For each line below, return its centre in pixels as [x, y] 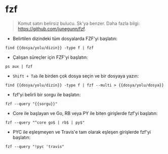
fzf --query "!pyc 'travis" [35, 146]
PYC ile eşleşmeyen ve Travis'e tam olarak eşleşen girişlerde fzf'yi [81, 132]
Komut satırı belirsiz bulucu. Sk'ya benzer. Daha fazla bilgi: [79, 23]
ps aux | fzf [19, 66]
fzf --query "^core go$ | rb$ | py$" [45, 123]
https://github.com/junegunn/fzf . [52, 28]
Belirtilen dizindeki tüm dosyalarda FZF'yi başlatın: [65, 38]
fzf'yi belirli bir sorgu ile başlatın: [47, 94]
